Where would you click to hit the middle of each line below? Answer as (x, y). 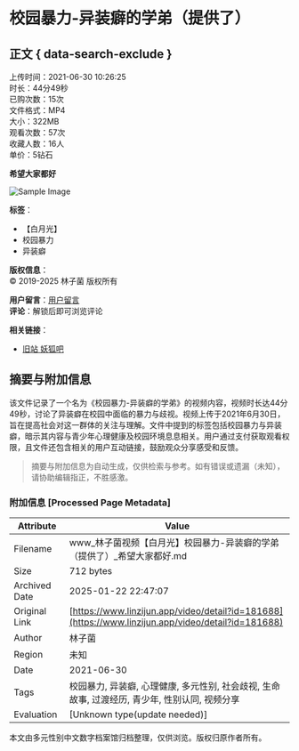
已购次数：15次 (36, 99)
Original (30, 611)
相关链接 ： (29, 330)
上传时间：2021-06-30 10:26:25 (68, 77)
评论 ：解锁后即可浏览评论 (56, 311)
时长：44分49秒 (39, 88)
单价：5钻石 (31, 155)
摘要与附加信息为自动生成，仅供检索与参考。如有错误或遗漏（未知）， (158, 466)
